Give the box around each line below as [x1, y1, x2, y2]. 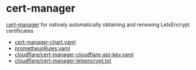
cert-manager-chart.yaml [14, 38, 76, 45]
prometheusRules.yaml [14, 44, 70, 51]
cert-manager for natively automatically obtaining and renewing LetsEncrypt [6, 21, 190, 28]
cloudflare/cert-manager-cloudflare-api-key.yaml [14, 51, 134, 58]
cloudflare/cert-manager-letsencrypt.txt [14, 57, 112, 64]
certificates [6, 27, 34, 34]
